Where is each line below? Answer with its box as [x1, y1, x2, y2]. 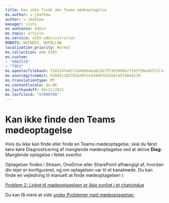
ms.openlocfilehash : [5, 69, 49, 74]
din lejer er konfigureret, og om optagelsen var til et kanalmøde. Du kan [5, 167, 153, 173]
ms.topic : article [5, 31, 44, 36]
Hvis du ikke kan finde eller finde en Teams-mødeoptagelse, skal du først [5, 141, 157, 147]
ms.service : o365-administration [5, 36, 75, 41]
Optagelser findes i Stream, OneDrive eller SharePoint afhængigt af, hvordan [5, 162, 164, 168]
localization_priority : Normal [5, 45, 71, 50]
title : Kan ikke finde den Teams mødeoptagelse [5, 7, 107, 13]
